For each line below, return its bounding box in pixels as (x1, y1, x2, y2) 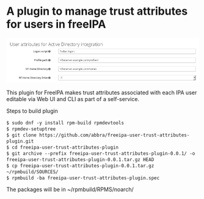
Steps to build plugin (6, 107, 58, 115)
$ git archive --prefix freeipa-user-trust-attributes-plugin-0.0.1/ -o (6, 150, 195, 157)
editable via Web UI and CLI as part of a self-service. (6, 95, 139, 102)
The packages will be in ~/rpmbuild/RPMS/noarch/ (6, 186, 134, 193)
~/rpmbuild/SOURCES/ (6, 168, 59, 175)
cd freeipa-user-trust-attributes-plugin (12, 144, 119, 151)
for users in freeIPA (6, 17, 106, 31)
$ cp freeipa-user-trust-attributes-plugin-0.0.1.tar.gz (6, 162, 155, 169)
